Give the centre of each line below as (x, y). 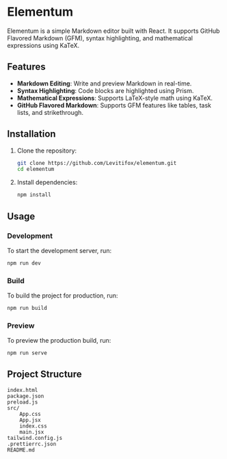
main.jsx (32, 432)
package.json (26, 396)
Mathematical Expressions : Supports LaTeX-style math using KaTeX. (115, 98)
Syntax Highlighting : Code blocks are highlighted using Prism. (105, 90)
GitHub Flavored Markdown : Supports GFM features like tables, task (114, 105)
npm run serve (27, 353)
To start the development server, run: (59, 250)
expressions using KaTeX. (43, 45)
